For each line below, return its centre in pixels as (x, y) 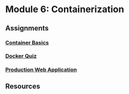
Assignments (27, 28)
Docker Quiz (21, 56)
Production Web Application (41, 70)
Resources (23, 86)
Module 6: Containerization (65, 9)
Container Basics (27, 43)
